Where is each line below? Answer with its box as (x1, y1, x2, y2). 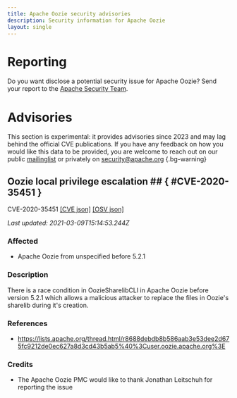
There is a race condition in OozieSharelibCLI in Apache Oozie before (7, 286, 209, 294)
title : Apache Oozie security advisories (7, 10, 131, 18)
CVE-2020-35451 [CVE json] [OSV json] (7, 205, 125, 213)
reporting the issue (17, 383, 73, 392)
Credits (7, 359, 33, 369)
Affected (7, 236, 39, 246)
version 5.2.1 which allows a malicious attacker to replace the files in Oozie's (7, 293, 229, 301)
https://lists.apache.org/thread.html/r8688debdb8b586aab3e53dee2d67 (17, 334, 230, 342)
